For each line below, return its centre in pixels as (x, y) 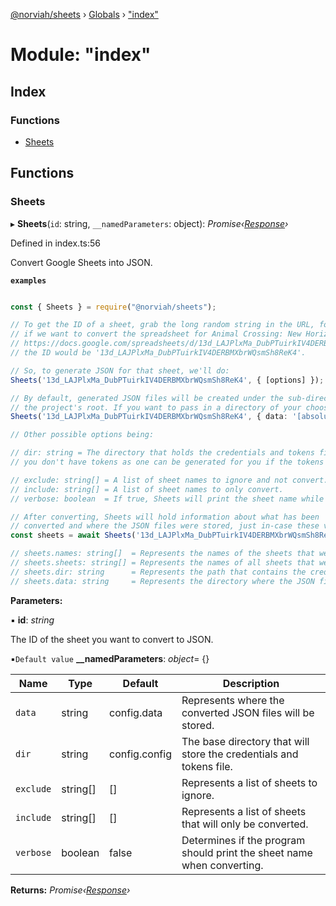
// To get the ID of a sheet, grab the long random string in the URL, (162, 325)
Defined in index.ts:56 (55, 243)
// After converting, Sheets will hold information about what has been (165, 517)
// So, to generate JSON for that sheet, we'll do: (120, 370)
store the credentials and (240, 754)
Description (251, 683)
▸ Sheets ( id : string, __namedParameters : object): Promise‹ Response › (149, 223)
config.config (140, 754)
